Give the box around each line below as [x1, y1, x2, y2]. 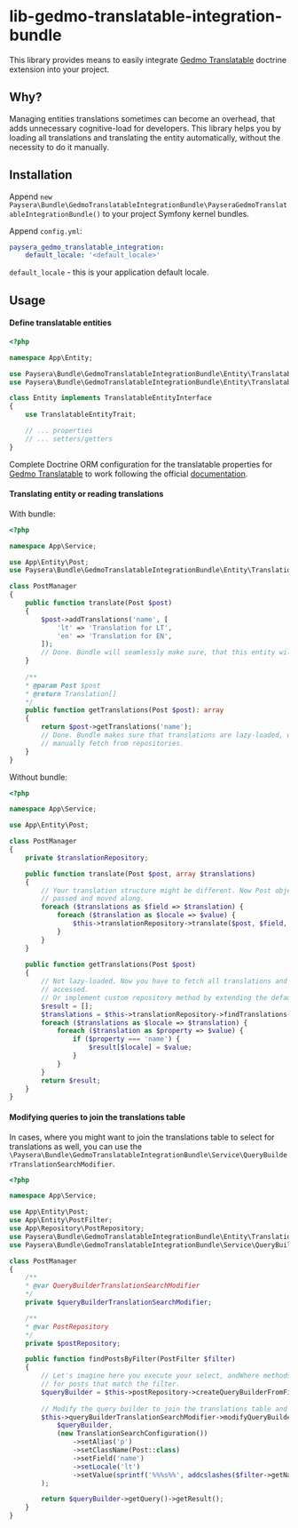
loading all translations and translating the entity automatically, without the [9, 132, 281, 143]
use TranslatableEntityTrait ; [25, 411, 137, 420]
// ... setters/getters [25, 434, 114, 444]
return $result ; [41, 1076, 101, 1085]
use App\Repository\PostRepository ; [9, 1224, 145, 1233]
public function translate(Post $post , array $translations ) [25, 869, 255, 878]
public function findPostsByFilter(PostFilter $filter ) [25, 1355, 237, 1364]
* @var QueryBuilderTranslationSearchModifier [25, 1282, 200, 1291]
